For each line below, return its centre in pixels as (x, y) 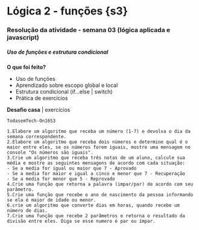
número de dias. (27, 211)
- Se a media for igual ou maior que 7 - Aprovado (72, 168)
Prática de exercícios (42, 98)
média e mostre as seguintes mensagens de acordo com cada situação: (96, 163)
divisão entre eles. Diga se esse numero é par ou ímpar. (81, 222)
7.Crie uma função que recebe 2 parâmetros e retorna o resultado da (96, 216)
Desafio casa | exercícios (39, 110)
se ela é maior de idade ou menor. (52, 200)
